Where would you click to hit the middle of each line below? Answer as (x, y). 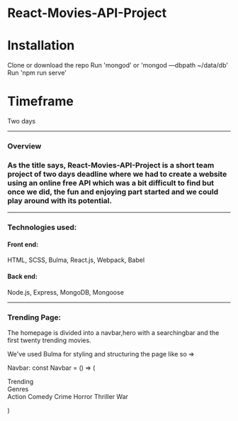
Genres (18, 389)
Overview (24, 146)
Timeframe (41, 102)
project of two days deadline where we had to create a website (117, 174)
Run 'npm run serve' (37, 73)
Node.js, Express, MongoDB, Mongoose (66, 292)
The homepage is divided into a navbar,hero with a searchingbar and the (113, 332)
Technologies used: (42, 227)
